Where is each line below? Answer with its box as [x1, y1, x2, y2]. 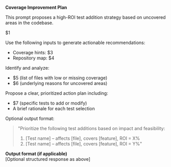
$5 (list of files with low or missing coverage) [12, 75, 108, 81]
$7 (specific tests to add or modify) [12, 100, 87, 106]
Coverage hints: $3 [12, 50, 54, 55]
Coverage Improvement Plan [5, 5, 67, 10]
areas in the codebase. [5, 20, 54, 26]
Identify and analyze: [5, 65, 50, 71]
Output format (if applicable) [5, 151, 67, 157]
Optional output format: [5, 115, 55, 121]
